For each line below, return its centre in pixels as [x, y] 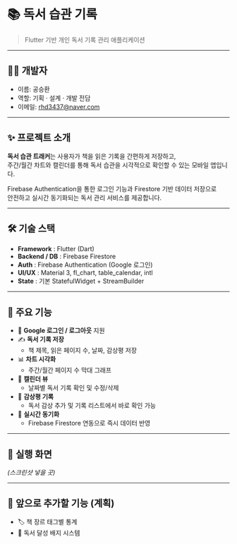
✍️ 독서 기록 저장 [41, 339]
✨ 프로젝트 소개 [39, 138]
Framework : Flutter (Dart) [56, 249]
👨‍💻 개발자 [28, 71]
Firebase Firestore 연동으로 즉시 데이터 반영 [89, 423]
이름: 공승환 [34, 89]
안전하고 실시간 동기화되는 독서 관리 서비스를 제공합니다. [85, 198]
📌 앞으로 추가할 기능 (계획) [61, 503]
